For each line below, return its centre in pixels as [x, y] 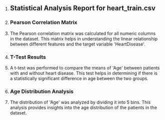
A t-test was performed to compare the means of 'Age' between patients [85, 67]
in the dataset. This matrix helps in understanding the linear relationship [84, 38]
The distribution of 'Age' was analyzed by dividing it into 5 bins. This [80, 102]
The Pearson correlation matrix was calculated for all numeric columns [83, 33]
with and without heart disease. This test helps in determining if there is [83, 73]
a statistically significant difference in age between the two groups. [79, 78]
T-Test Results [28, 57]
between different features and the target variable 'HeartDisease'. [77, 44]
